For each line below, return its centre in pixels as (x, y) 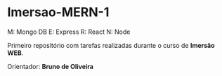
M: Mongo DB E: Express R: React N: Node (69, 32)
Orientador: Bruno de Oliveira (50, 66)
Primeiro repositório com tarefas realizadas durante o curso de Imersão (111, 45)
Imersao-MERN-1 (58, 12)
